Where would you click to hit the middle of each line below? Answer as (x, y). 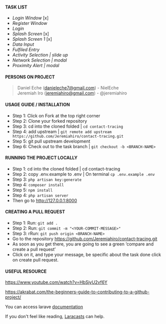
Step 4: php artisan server (40, 195)
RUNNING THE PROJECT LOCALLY (41, 158)
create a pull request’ (34, 249)
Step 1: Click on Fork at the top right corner (56, 116)
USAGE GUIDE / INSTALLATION (38, 105)
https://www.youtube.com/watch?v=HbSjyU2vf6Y (56, 282)
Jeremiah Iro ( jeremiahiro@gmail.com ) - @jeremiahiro (72, 93)
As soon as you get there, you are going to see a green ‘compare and (83, 244)
